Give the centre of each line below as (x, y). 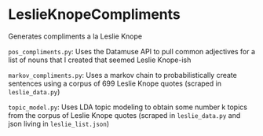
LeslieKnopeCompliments (94, 15)
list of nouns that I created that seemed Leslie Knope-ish (100, 60)
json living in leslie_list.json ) (59, 123)
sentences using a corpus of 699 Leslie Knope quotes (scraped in (115, 83)
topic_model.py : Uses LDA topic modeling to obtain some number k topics (128, 107)
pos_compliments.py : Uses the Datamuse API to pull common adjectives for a (132, 51)
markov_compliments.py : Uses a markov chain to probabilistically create (122, 75)
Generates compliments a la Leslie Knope (75, 36)
